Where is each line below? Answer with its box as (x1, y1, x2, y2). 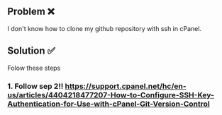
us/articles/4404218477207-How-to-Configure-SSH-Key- (7, 90, 215, 99)
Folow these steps (7, 63, 61, 72)
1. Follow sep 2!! (7, 81, 64, 91)
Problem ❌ (7, 6, 55, 18)
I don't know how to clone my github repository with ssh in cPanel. (7, 24, 202, 32)
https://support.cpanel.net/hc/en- (65, 81, 187, 91)
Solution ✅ (7, 45, 55, 57)
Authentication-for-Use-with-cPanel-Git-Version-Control (7, 99, 211, 109)
